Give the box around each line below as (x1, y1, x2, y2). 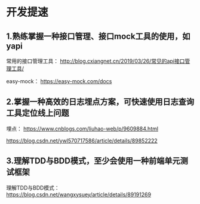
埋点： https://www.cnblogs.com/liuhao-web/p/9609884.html (6, 125, 159, 132)
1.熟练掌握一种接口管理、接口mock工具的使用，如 (6, 31, 190, 41)
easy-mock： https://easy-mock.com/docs (6, 78, 112, 84)
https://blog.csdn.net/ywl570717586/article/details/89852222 (6, 137, 158, 144)
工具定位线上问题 (6, 108, 69, 118)
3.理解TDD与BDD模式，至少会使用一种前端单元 (6, 156, 180, 166)
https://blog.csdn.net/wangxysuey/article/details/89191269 (6, 191, 151, 198)
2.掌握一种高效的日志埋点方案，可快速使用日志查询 (6, 97, 195, 107)
